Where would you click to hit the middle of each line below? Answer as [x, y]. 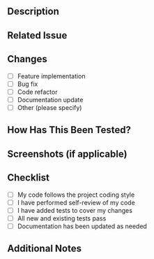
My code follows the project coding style [76, 195]
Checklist [29, 178]
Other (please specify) [49, 107]
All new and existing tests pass [62, 218]
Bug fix [28, 84]
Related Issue [37, 35]
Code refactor [37, 92]
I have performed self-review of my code [76, 202]
